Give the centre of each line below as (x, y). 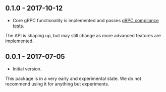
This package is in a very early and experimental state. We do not (73, 78)
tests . (18, 26)
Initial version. (27, 69)
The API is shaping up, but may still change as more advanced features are (83, 35)
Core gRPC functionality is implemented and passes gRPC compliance (86, 20)
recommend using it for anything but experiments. (57, 84)
